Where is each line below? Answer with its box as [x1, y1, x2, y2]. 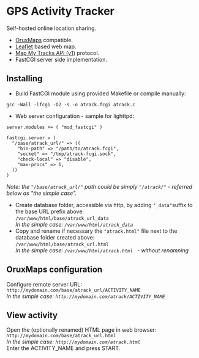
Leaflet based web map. [15, 43, 77, 50]
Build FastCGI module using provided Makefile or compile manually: [15, 90, 186, 97]
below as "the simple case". [6, 189, 77, 197]
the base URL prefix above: [15, 208, 84, 215]
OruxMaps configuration [6, 265, 103, 275]
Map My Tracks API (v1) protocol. [15, 49, 100, 56]
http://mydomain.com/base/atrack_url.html [6, 333, 116, 339]
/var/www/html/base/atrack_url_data [15, 215, 109, 221]
